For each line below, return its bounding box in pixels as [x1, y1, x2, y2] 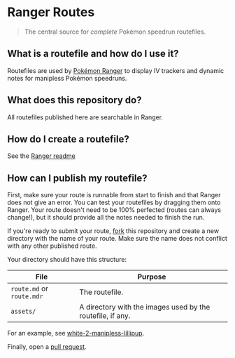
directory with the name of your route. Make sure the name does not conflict [7, 234, 227, 243]
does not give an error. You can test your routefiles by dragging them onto [7, 198, 221, 207]
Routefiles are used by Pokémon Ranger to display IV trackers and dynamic [7, 66, 225, 74]
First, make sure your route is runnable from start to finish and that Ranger [7, 191, 222, 199]
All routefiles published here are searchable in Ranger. [7, 113, 163, 121]
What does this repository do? [7, 94, 142, 106]
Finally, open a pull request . [7, 343, 87, 351]
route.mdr [10, 293, 43, 300]
